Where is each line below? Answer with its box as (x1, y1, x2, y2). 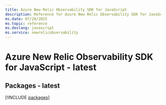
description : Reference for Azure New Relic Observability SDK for (5, 12, 147, 17)
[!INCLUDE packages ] (5, 95, 50, 100)
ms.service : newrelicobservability (5, 30, 79, 35)
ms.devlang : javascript (5, 26, 54, 31)
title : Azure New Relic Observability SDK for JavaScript (5, 7, 127, 12)
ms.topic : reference (5, 21, 48, 26)
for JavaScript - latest (5, 62, 97, 73)
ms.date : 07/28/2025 (5, 16, 48, 21)
